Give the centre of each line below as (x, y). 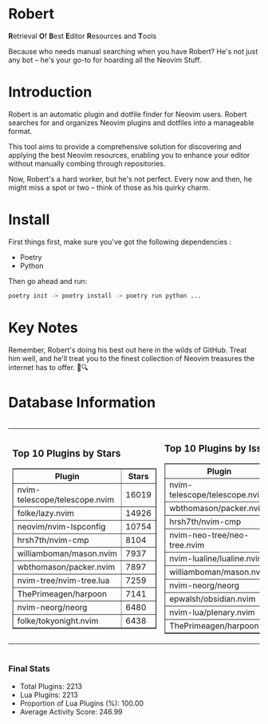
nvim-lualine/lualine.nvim (217, 559)
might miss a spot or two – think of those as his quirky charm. (109, 187)
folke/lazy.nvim (45, 513)
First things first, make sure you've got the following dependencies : (120, 242)
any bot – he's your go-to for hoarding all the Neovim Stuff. (105, 60)
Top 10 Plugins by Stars (67, 453)
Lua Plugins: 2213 (49, 694)
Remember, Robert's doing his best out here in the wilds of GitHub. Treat (128, 350)
